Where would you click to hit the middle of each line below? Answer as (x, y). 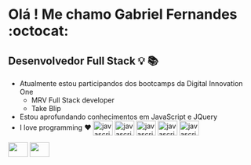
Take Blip (46, 108)
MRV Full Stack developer (73, 100)
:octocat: (38, 31)
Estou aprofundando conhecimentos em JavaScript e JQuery (118, 117)
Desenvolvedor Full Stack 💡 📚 (84, 61)
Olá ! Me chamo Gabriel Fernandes (123, 14)
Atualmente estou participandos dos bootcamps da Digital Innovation (131, 83)
